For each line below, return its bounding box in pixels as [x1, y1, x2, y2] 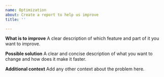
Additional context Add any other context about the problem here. [5, 66, 145, 72]
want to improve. [5, 41, 41, 47]
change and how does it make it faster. [5, 56, 86, 62]
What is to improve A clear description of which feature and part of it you [5, 35, 159, 41]
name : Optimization [5, 7, 47, 13]
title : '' [5, 17, 26, 22]
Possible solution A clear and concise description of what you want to [5, 50, 153, 57]
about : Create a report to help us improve [5, 12, 99, 17]
